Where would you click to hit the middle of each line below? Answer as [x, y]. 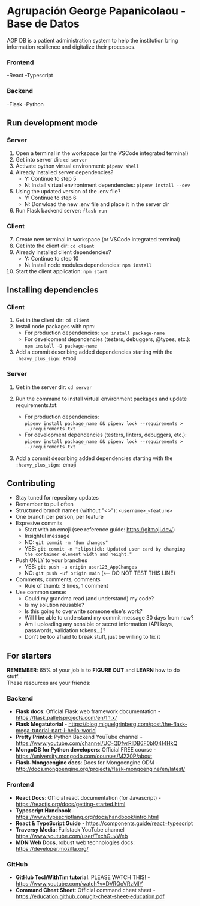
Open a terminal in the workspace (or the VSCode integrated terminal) [102, 153]
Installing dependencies [53, 290]
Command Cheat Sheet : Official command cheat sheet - [86, 890]
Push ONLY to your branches [51, 560]
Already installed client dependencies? [63, 252]
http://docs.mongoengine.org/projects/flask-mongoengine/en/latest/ [100, 769]
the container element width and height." [78, 554]
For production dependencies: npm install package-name [95, 333]
